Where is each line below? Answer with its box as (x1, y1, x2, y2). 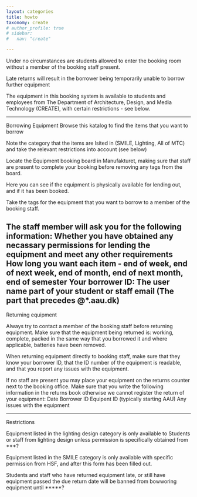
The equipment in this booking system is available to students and (6, 92, 166, 99)
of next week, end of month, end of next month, (6, 268, 184, 278)
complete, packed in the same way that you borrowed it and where (6, 335, 168, 342)
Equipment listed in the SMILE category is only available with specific (6, 453, 174, 461)
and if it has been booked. (6, 188, 69, 194)
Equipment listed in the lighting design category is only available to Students (6, 430, 191, 437)
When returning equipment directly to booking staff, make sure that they (6, 352, 181, 359)
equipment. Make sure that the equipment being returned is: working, (6, 329, 174, 336)
